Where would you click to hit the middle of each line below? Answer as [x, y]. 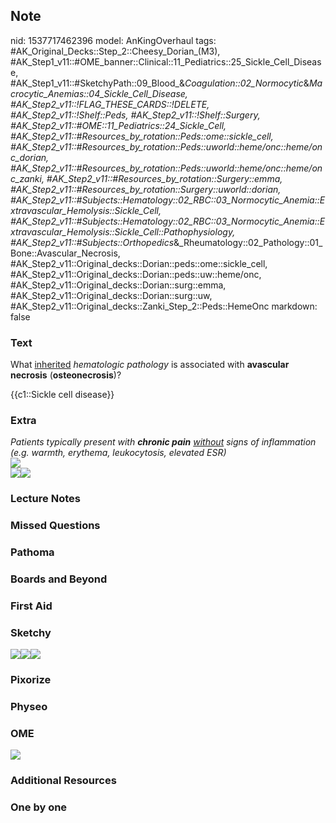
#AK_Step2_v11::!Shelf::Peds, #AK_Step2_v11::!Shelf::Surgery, [135, 115]
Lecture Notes [45, 499]
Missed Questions [55, 526]
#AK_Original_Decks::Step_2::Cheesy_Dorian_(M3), [115, 51]
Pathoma [32, 552]
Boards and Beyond [59, 579]
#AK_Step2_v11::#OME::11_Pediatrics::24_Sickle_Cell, [118, 125]
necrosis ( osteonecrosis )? [66, 375]
